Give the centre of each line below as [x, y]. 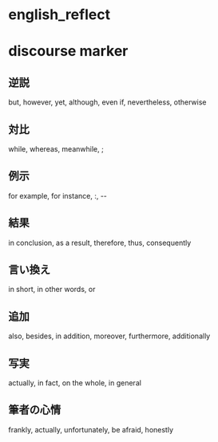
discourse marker [68, 51]
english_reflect [59, 15]
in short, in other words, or [52, 290]
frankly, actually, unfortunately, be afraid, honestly [91, 429]
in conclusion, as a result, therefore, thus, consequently [100, 243]
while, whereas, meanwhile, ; [56, 149]
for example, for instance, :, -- [58, 195]
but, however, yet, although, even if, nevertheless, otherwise [107, 102]
